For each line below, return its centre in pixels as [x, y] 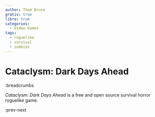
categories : [17, 24]
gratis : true [19, 14]
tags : [11, 33]
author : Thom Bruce [25, 10]
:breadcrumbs [20, 85]
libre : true [17, 19]
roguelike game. [22, 100]
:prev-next [16, 110]
